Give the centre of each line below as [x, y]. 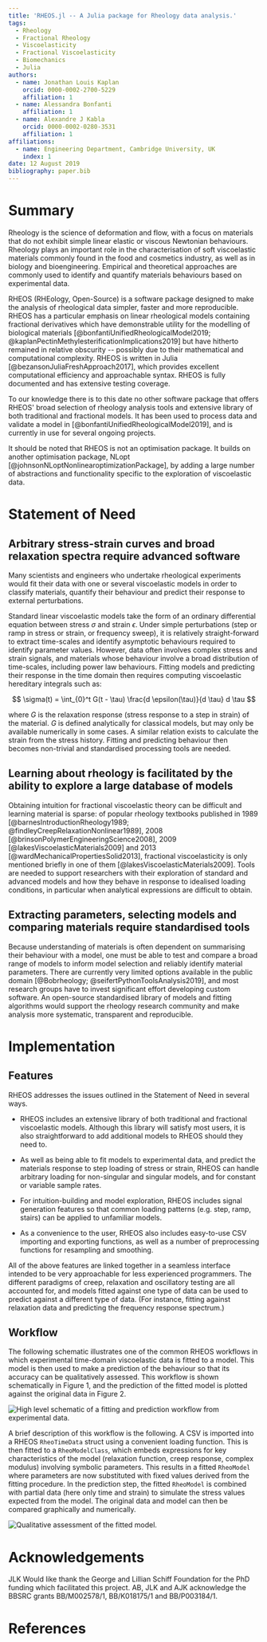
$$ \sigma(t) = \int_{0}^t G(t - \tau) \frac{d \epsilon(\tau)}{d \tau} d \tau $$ [134, 699]
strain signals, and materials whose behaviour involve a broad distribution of [133, 658]
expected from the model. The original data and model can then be [118, 1501]
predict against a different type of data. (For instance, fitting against [120, 1299]
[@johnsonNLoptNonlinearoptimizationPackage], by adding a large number [132, 465]
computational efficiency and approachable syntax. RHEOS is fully [117, 374]
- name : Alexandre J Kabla [60, 120]
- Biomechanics [41, 61]
